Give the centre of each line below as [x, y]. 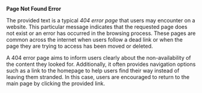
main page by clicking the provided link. [56, 83]
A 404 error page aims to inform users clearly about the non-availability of [99, 58]
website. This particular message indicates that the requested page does [97, 27]
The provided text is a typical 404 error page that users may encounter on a [101, 20]
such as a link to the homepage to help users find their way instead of [93, 71]
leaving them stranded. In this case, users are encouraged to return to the [98, 77]
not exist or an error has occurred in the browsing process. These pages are [101, 33]
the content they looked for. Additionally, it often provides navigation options [101, 64]
